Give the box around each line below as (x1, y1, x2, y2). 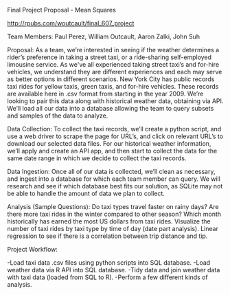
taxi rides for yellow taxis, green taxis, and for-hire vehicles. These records (7, 83, 219, 90)
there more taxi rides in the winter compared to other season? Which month (7, 210, 222, 218)
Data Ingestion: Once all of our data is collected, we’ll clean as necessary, (7, 168, 216, 175)
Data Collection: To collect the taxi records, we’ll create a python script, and (7, 125, 222, 133)
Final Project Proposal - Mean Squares (7, 6, 117, 14)
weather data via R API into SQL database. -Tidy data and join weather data (7, 266, 220, 274)
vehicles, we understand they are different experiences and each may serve (7, 68, 222, 76)
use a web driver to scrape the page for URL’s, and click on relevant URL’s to (7, 132, 224, 140)
